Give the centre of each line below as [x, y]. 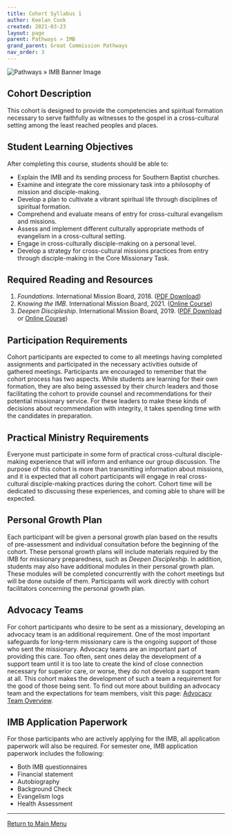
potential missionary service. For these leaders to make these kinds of [107, 401]
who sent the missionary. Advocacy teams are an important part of [102, 649]
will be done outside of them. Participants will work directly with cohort [108, 581]
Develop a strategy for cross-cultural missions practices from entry [113, 251]
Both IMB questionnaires [52, 767]
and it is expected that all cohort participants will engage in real [97, 476]
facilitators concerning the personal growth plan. [77, 588]
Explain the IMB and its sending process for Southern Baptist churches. [118, 177]
